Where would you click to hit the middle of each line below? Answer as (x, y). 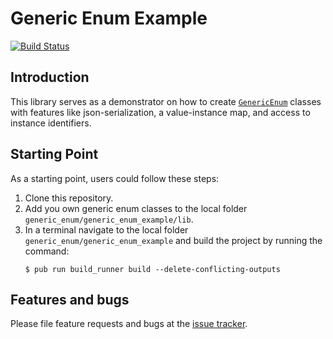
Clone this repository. (69, 198)
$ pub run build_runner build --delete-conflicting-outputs (152, 269)
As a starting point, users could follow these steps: (115, 178)
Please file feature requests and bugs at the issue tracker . (129, 324)
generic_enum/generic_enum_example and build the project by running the (173, 240)
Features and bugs (70, 299)
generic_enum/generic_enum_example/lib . (109, 219)
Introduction (50, 77)
